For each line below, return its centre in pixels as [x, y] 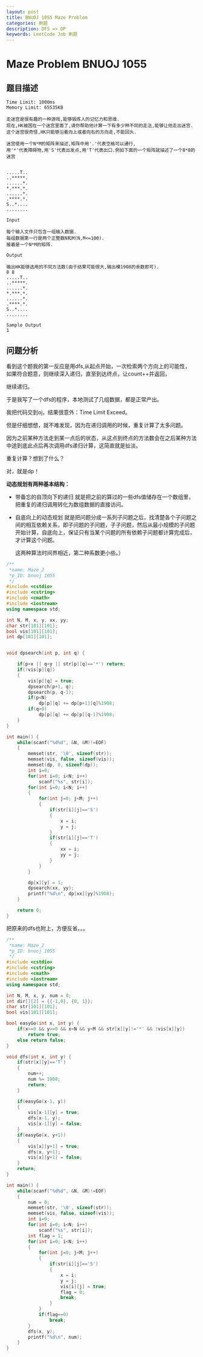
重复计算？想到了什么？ [35, 458]
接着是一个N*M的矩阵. [30, 245]
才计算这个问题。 [36, 540]
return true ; [44, 1034]
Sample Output [24, 325]
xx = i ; [70, 849]
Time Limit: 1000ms [31, 102]
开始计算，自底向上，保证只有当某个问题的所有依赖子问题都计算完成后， [105, 532]
